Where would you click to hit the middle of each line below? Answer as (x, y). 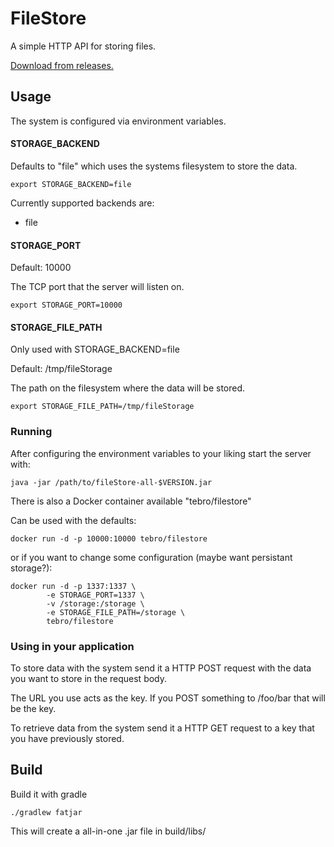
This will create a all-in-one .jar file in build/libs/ (108, 831)
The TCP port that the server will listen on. (97, 287)
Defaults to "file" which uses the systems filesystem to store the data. (154, 166)
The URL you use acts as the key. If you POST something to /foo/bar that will (168, 698)
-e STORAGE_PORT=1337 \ (95, 595)
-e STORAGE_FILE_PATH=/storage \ (116, 612)
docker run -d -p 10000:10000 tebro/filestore (109, 538)
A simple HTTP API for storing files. (83, 46)
